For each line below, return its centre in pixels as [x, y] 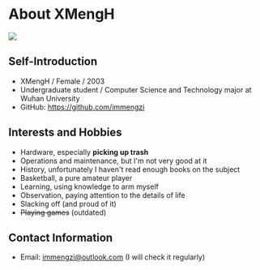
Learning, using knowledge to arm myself [90, 186]
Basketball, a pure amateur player [76, 178]
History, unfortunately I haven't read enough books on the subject [130, 169]
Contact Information [61, 237]
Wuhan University [50, 98]
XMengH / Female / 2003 [62, 81]
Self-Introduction [53, 62]
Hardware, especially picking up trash [84, 152]
